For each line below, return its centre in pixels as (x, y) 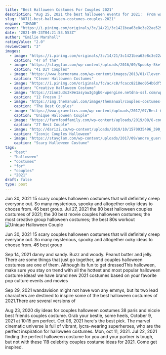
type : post (16, 184)
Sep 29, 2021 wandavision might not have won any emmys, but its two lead (82, 290)
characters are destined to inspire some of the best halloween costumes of (82, 295)
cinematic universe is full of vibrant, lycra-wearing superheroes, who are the (83, 326)
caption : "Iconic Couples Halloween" (53, 134)
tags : (11, 148)
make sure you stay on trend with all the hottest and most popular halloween (83, 270)
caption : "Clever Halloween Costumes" (54, 79)
